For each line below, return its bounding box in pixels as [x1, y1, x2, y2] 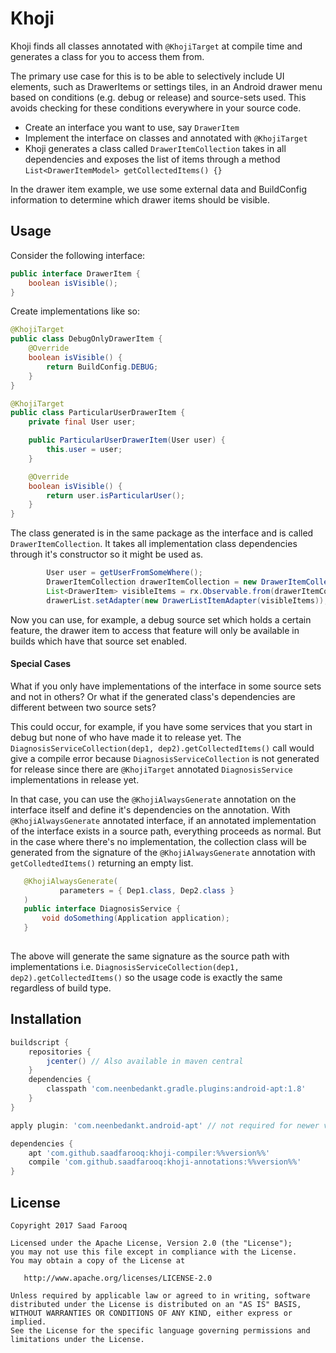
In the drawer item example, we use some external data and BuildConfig [10, 183, 308, 195]
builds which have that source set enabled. [10, 635, 188, 647]
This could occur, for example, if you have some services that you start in [10, 720, 313, 732]
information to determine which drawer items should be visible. [10, 193, 270, 206]
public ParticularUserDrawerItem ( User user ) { [28, 435, 226, 446]
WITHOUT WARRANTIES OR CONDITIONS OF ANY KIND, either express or [10, 1308, 293, 1318]
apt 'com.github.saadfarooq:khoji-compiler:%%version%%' [28, 1148, 271, 1158]
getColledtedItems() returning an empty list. [10, 857, 194, 869]
